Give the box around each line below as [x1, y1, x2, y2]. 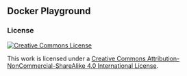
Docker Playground [7, 5, 91, 17]
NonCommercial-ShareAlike [7, 61, 86, 70]
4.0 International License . [86, 61, 159, 70]
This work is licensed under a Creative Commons [7, 54, 146, 62]
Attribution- [147, 54, 180, 62]
